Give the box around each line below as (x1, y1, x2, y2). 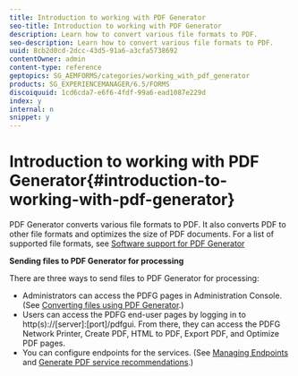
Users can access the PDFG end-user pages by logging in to (21, 310, 246, 320)
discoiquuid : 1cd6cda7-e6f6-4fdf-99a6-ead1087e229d (9, 88, 206, 97)
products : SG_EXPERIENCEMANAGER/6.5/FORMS (9, 80, 170, 89)
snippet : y (9, 113, 50, 122)
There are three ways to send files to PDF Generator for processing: (9, 273, 260, 284)
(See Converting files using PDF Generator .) (21, 300, 184, 311)
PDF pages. (21, 338, 65, 349)
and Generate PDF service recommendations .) (21, 357, 194, 368)
